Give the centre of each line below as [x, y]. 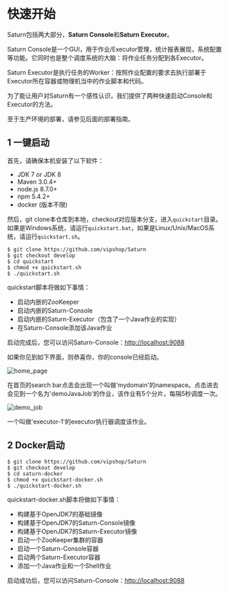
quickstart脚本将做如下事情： [49, 287]
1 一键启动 [29, 143]
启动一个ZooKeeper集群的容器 [60, 540]
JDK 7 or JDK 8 [39, 174]
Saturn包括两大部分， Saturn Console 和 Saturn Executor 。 [90, 34]
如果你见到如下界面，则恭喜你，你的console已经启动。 [85, 357]
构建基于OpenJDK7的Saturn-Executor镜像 [77, 531]
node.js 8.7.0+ [37, 189]
